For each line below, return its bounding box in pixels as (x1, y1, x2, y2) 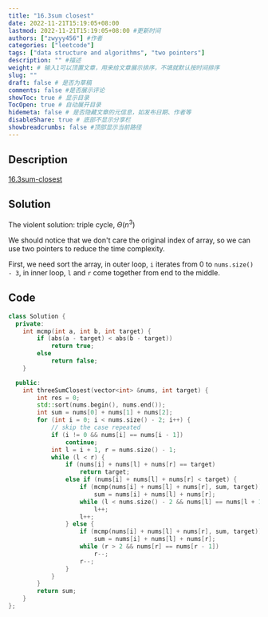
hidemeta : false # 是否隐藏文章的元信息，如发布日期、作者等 (8, 109, 191, 117)
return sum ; (37, 587, 77, 595)
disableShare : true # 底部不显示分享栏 (8, 116, 132, 124)
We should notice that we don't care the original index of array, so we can (8, 235, 251, 245)
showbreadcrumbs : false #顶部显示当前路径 (8, 123, 142, 131)
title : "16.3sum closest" (8, 11, 94, 20)
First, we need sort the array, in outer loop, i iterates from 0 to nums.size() (8, 259, 254, 269)
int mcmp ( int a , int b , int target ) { (22, 327, 152, 335)
